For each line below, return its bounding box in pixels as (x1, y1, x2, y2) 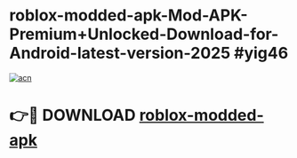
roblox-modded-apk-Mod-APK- (9, 5, 248, 26)
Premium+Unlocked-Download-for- (9, 24, 279, 44)
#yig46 (234, 43, 289, 63)
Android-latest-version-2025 (9, 43, 231, 63)
